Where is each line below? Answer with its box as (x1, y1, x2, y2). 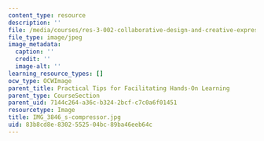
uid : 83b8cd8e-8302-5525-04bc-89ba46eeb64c (8, 121, 153, 128)
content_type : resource (8, 11, 86, 20)
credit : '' (15, 56, 51, 63)
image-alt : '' (15, 63, 61, 70)
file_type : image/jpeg (8, 33, 82, 42)
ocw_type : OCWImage (8, 77, 72, 85)
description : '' (8, 19, 61, 27)
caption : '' (15, 48, 55, 56)
